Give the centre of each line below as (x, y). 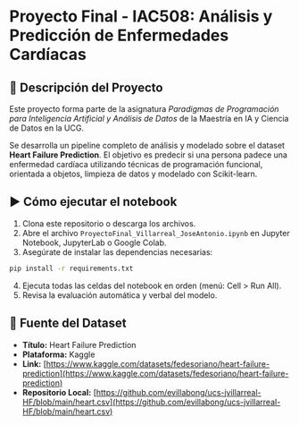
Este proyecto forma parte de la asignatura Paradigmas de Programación (144, 109)
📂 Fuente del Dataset (68, 323)
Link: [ (34, 363)
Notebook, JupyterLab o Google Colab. (94, 242)
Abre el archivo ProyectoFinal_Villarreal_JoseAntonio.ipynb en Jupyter (156, 233)
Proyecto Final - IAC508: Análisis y (141, 17)
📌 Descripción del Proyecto (86, 87)
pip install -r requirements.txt (71, 268)
